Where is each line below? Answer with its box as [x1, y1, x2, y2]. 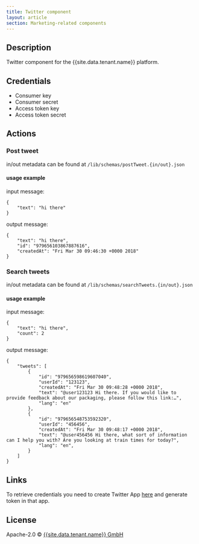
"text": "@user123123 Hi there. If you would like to [38, 390, 177, 396]
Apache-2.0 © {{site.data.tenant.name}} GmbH [6, 531, 124, 538]
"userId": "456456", [38, 421, 90, 427]
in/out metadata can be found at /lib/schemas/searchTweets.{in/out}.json [6, 281, 193, 289]
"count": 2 [17, 330, 45, 337]
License [6, 514, 37, 525]
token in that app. [6, 498, 50, 505]
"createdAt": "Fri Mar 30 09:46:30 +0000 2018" [17, 248, 139, 254]
